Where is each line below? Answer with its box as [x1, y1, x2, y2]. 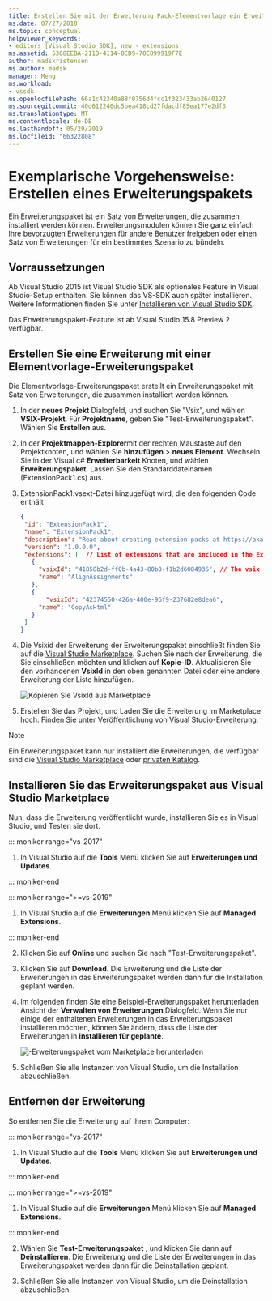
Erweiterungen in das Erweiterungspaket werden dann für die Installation [19, 973, 263, 982]
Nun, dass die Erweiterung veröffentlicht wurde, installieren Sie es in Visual [8, 813, 259, 822]
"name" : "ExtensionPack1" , [23, 527, 115, 535]
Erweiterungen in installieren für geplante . [19, 1031, 164, 1041]
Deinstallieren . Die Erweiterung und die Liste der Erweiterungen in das [19, 1252, 257, 1261]
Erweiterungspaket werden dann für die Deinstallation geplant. [19, 1260, 229, 1270]
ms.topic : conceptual [8, 27, 82, 35]
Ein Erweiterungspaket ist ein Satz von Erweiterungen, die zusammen [8, 211, 240, 221]
